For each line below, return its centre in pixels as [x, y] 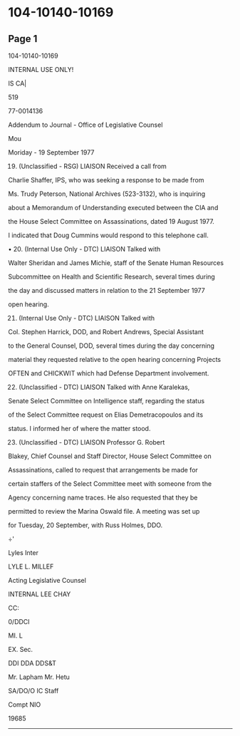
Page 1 [23, 39]
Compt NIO [25, 705]
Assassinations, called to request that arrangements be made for [103, 470]
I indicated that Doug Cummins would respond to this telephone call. [109, 235]
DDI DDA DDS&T [32, 663]
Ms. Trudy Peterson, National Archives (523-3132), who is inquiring [107, 194]
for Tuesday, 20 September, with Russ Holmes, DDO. [85, 525]
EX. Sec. [21, 649]
